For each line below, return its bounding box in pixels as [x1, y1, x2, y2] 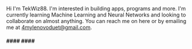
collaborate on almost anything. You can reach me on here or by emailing [6, 18, 187, 24]
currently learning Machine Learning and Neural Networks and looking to [6, 11, 187, 18]
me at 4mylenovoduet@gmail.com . [6, 24, 93, 31]
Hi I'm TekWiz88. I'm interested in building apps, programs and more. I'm [6, 5, 187, 12]
